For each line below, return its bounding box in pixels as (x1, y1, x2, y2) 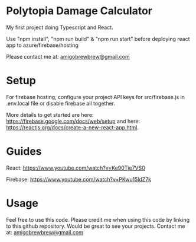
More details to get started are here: (6, 111, 94, 118)
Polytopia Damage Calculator (6, 4, 152, 18)
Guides (6, 145, 43, 158)
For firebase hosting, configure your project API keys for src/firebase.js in (6, 93, 185, 100)
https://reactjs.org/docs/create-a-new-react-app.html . (6, 123, 139, 131)
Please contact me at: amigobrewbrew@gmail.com (6, 53, 130, 60)
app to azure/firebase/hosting (6, 42, 79, 49)
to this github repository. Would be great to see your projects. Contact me (6, 222, 185, 230)
